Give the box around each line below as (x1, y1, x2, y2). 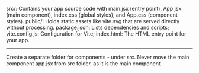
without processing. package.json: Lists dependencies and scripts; (6, 24, 169, 31)
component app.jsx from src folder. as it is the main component (6, 60, 161, 67)
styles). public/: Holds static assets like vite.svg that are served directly (6, 18, 180, 24)
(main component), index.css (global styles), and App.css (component (6, 11, 178, 18)
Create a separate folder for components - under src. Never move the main (6, 53, 190, 61)
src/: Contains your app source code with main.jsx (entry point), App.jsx (6, 5, 182, 12)
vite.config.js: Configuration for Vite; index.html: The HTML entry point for (6, 30, 187, 37)
